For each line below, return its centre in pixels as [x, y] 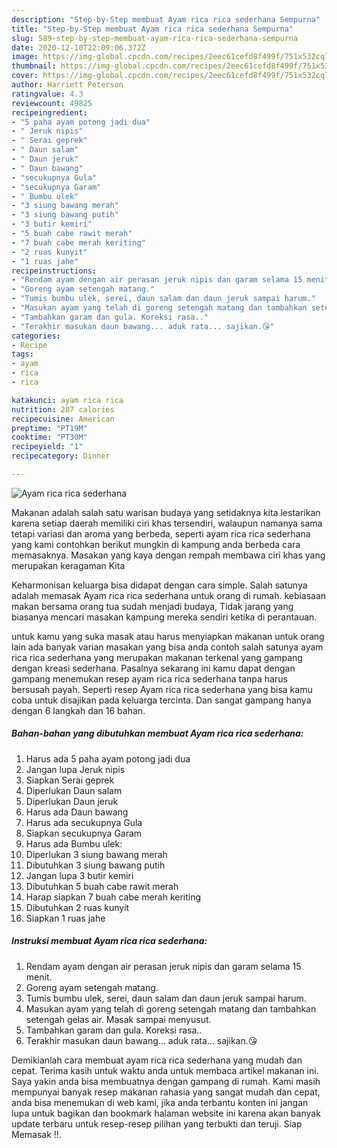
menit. [39, 977]
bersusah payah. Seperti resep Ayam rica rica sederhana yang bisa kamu [162, 689]
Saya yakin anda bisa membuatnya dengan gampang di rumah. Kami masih [166, 1081]
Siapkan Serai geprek [70, 780]
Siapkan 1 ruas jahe [65, 918]
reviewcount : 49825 [52, 103]
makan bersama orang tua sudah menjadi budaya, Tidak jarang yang [152, 606]
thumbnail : [34, 66]
